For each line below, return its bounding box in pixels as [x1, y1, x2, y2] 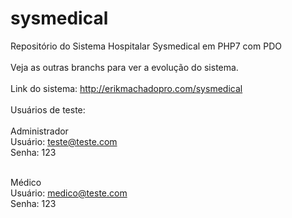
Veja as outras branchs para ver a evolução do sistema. [10, 61, 239, 73]
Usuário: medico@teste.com [10, 187, 128, 199]
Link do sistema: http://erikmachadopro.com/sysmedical [10, 82, 243, 94]
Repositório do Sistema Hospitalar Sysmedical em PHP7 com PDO [10, 40, 282, 52]
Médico [10, 176, 42, 188]
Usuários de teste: [10, 103, 86, 116]
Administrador [10, 125, 69, 137]
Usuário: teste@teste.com [10, 135, 118, 147]
